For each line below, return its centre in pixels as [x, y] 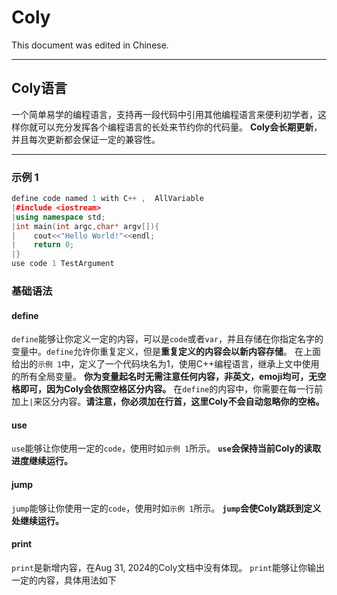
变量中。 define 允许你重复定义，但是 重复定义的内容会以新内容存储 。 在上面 [166, 352]
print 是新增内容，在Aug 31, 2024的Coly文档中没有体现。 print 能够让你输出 [168, 567]
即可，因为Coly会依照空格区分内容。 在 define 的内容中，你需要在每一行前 [171, 389]
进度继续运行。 [42, 461]
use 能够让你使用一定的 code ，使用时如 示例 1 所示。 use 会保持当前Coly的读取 [166, 448]
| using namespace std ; [58, 217]
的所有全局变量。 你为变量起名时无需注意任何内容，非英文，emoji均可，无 [164, 377]
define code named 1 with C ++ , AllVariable [107, 199]
